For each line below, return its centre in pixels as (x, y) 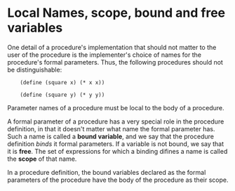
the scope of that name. (42, 159)
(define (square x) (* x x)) (62, 82)
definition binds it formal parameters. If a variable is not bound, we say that (116, 144)
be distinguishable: (35, 70)
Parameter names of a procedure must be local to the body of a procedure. (116, 107)
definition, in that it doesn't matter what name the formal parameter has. (111, 129)
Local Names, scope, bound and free (116, 13)
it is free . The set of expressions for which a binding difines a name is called (117, 151)
